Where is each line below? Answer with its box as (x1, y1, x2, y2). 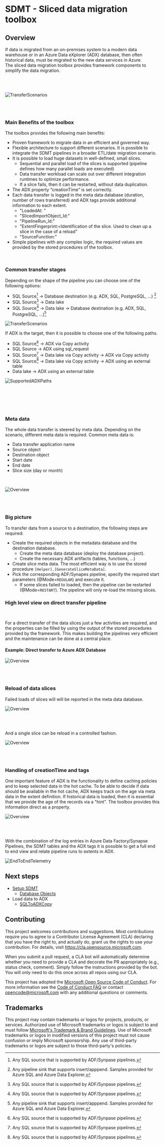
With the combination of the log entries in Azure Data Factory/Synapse (5, 838, 148, 843)
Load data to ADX (12, 896, 48, 902)
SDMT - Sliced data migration (5, 3, 128, 15)
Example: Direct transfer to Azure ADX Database (5, 647, 107, 653)
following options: (5, 282, 41, 289)
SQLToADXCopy (19, 901, 53, 907)
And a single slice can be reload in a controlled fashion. (5, 730, 117, 736)
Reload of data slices (5, 685, 56, 692)
